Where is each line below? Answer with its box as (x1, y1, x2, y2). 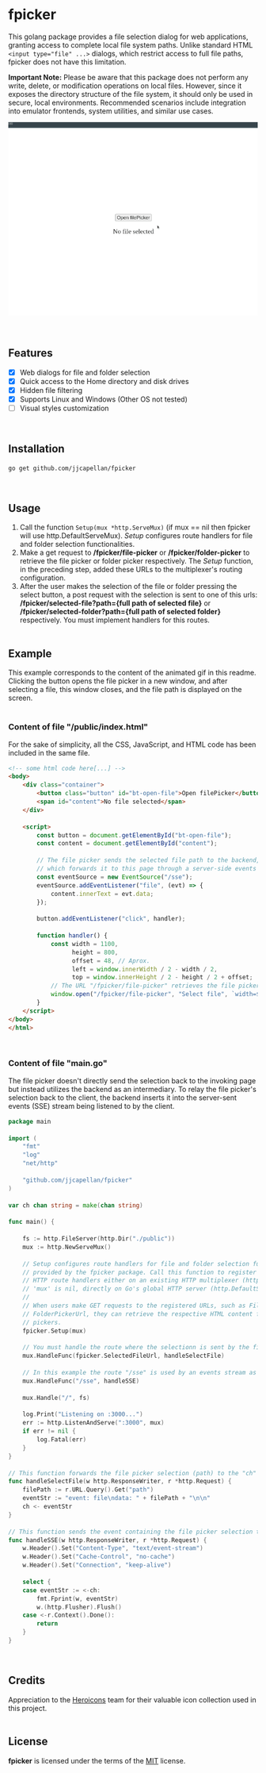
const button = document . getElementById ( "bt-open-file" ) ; (36, 831, 232, 839)
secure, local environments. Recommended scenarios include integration (8, 98, 247, 107)
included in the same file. (8, 748, 90, 757)
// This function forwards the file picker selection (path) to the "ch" (8, 1469, 257, 1477)
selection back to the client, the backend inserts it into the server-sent (8, 1093, 237, 1102)
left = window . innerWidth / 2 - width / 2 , (71, 965, 218, 973)
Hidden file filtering (19, 385, 83, 394)
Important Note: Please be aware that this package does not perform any (8, 72, 249, 82)
